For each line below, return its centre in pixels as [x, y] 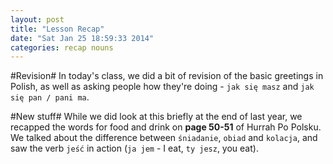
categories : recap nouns [62, 47]
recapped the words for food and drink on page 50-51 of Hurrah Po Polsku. [166, 127]
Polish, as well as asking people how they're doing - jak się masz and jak [162, 87]
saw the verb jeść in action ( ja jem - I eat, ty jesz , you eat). [134, 148]
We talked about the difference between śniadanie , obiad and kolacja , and [164, 138]
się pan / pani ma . [50, 97]
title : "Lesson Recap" [57, 29]
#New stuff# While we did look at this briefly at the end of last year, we [156, 117]
